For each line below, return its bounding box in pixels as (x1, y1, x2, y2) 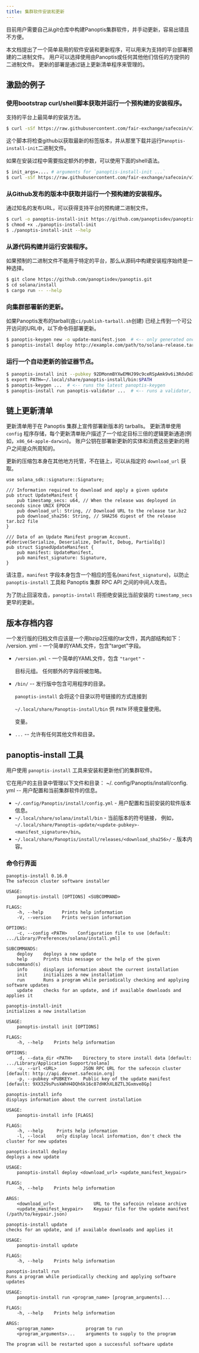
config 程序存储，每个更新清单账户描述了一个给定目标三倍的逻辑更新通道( (6, 430, 187, 437)
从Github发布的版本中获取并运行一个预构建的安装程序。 (6, 190, 166, 198)
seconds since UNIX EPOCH (6, 503, 70, 509)
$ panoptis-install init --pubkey (6, 371, 92, 378)
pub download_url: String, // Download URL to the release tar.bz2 (17, 508, 187, 514)
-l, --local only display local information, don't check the (17, 1134, 182, 1139)
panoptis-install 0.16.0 (6, 873, 68, 879)
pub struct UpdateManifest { (6, 492, 78, 498)
